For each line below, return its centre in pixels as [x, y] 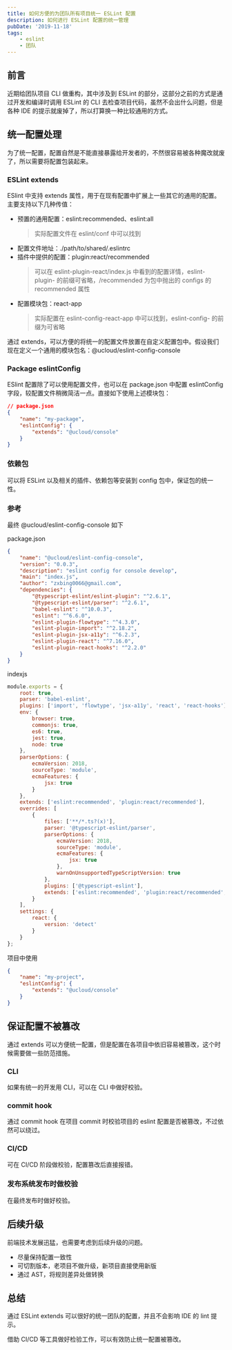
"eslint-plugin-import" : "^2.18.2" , [85, 629]
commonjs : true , [55, 725]
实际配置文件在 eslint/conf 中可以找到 [88, 233]
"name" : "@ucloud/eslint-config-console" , [81, 557]
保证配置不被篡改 [43, 1027]
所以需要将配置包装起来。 [55, 161]
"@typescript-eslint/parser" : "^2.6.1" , [91, 602]
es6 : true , [48, 731]
